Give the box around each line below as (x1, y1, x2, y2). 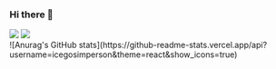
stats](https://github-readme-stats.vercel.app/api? (78, 40, 268, 51)
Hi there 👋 (9, 8, 54, 21)
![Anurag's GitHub (9, 40, 77, 51)
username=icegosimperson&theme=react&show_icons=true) (9, 49, 238, 60)
